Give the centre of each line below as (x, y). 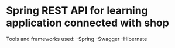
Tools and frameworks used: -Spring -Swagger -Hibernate (77, 39)
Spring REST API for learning (77, 11)
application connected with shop (88, 23)
